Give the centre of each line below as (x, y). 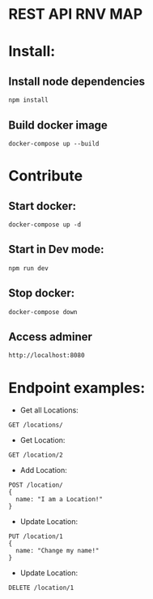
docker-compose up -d (45, 225)
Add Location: (43, 470)
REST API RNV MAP (76, 14)
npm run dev (28, 268)
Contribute (46, 176)
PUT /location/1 (36, 537)
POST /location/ (36, 485)
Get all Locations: (49, 410)
